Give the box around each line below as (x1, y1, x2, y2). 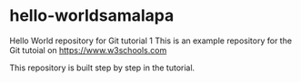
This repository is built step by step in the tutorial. (9, 62, 196, 73)
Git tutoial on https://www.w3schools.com (9, 44, 167, 55)
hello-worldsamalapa (9, 5, 175, 26)
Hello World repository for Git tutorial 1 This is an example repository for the (9, 35, 293, 46)
